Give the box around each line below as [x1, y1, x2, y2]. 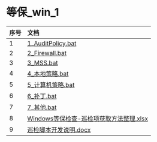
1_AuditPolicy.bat [27, 39, 77, 47]
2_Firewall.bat [27, 49, 67, 57]
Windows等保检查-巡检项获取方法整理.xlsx [27, 114, 149, 123]
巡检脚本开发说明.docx [27, 125, 91, 134]
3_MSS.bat [27, 58, 58, 67]
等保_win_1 [6, 5, 59, 19]
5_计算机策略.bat [27, 80, 75, 89]
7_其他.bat [27, 103, 57, 111]
